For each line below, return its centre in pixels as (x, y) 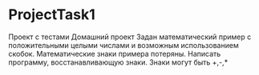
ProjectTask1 (52, 15)
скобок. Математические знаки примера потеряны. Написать (115, 53)
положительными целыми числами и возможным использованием (123, 45)
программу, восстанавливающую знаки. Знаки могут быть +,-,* (118, 62)
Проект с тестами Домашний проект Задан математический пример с (130, 37)
